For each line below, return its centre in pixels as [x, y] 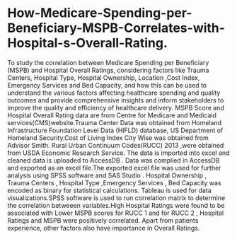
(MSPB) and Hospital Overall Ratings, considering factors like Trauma [108, 70]
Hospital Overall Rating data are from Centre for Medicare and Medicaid [112, 115]
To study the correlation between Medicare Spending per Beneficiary [108, 62]
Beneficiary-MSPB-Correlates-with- [116, 28]
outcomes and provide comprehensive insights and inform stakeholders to [116, 100]
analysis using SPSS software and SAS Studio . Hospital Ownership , [107, 175]
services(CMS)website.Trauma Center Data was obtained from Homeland [114, 122]
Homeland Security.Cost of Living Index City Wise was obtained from [108, 138]
